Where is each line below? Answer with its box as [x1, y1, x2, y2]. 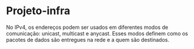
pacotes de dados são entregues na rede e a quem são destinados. [6, 36, 169, 43]
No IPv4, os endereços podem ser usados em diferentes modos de [6, 24, 169, 31]
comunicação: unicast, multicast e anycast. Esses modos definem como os [6, 30, 188, 37]
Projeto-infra [6, 4, 71, 18]
